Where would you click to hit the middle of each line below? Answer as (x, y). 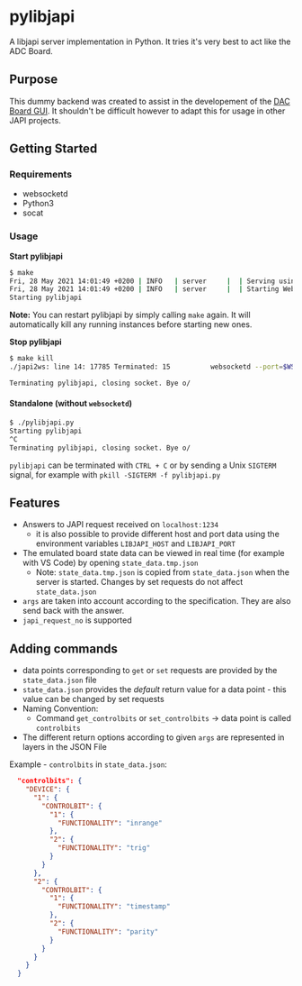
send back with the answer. (73, 611)
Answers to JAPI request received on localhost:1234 (120, 525)
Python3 (38, 204)
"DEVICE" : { (48, 790)
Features (35, 502)
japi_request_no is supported (77, 620)
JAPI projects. (35, 120)
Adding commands (64, 648)
